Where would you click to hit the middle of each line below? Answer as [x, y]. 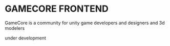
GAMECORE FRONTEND [57, 9]
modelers [15, 28]
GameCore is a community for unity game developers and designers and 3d [85, 23]
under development [26, 38]
